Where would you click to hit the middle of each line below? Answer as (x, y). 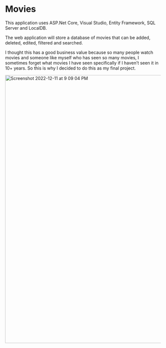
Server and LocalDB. (26, 28)
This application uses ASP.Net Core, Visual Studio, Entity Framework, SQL (80, 23)
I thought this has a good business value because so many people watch (79, 52)
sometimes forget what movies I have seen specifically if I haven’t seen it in (82, 63)
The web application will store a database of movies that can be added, (78, 38)
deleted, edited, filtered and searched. (44, 42)
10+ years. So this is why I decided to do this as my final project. (70, 68)
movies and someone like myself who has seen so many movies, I (72, 57)
